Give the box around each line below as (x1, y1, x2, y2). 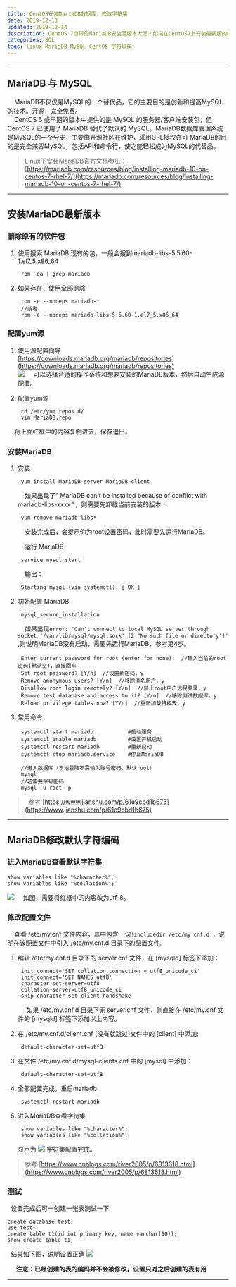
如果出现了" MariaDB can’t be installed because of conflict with (24, 492, 208, 500)
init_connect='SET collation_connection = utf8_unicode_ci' (20, 968, 201, 975)
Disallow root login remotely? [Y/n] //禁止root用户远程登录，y (20, 685, 206, 692)
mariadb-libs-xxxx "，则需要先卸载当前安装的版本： (17, 500, 168, 508)
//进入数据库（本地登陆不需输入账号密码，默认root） (20, 764, 155, 772)
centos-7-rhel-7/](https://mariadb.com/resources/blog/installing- (24, 172, 214, 181)
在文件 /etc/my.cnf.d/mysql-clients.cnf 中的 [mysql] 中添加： (17, 1057, 193, 1066)
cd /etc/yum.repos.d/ (20, 408, 84, 415)
